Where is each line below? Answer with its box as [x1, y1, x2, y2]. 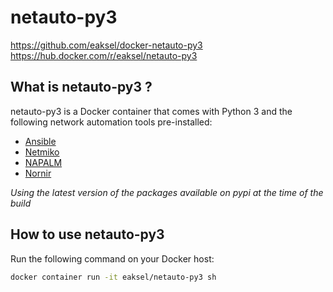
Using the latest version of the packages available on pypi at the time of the [10, 186, 324, 198]
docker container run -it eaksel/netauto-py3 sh [10, 272, 217, 282]
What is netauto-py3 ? [10, 79, 153, 96]
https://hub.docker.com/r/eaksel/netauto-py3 [10, 49, 198, 61]
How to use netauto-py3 [10, 226, 165, 243]
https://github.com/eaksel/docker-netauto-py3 [10, 39, 203, 51]
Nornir [24, 167, 52, 179]
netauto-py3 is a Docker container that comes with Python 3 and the [10, 105, 293, 117]
